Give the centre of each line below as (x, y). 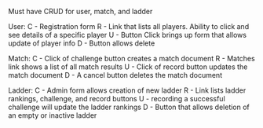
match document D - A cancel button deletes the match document (115, 75)
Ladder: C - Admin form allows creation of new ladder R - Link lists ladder (127, 90)
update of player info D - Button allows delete (82, 43)
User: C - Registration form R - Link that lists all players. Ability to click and (129, 26)
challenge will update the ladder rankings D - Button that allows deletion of (129, 107)
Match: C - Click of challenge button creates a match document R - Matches (131, 59)
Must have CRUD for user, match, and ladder (80, 11)
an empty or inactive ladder (53, 115)
